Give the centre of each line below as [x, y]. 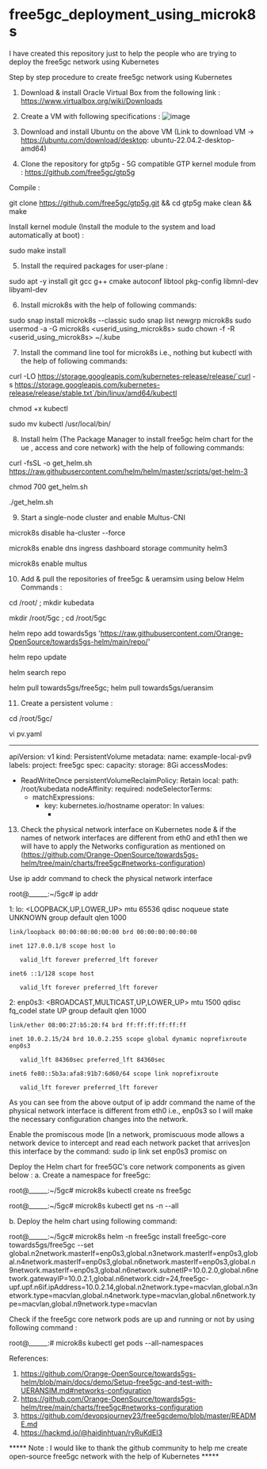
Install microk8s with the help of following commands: [109, 305]
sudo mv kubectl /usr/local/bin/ [60, 424]
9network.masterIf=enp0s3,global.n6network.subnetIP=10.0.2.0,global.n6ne [134, 1270]
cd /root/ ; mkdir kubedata [51, 602]
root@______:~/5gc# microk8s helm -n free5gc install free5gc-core [118, 1236]
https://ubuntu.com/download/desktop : [85, 139]
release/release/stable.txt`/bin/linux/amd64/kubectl [93, 393]
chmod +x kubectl [38, 408]
